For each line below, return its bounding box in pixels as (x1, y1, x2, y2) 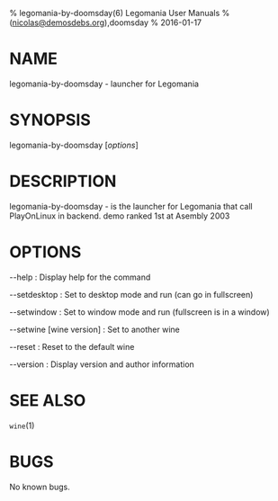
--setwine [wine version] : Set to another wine (9, 324, 180, 335)
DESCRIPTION (9, 171, 117, 192)
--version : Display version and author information (9, 359, 195, 370)
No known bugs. (9, 481, 70, 492)
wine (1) (9, 420, 35, 431)
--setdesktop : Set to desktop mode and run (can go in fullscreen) (9, 289, 254, 300)
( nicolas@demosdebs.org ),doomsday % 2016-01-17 (9, 17, 202, 28)
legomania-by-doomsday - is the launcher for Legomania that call (9, 201, 254, 211)
